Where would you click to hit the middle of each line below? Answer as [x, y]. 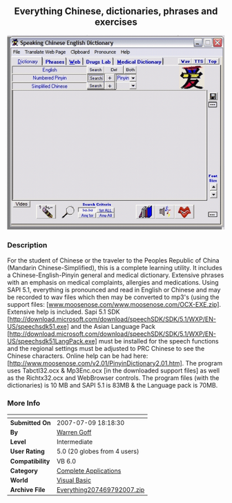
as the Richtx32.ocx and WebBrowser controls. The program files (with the [113, 378]
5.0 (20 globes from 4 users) [98, 451]
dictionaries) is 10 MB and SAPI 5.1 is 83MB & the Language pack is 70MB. [113, 385]
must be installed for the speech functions [159, 341]
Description [27, 245]
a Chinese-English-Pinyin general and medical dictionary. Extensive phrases [116, 275]
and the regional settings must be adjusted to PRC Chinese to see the [106, 348]
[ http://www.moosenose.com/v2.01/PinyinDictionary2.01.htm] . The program [115, 363]
